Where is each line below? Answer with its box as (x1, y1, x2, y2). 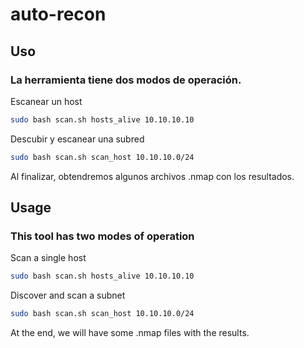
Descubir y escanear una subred (10, 133, 145, 145)
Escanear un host (10, 95, 83, 107)
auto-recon (10, 3, 107, 26)
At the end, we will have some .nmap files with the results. (10, 327, 250, 339)
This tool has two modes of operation (10, 229, 195, 243)
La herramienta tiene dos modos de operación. (10, 73, 242, 87)
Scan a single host (10, 252, 87, 264)
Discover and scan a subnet (10, 289, 126, 302)
